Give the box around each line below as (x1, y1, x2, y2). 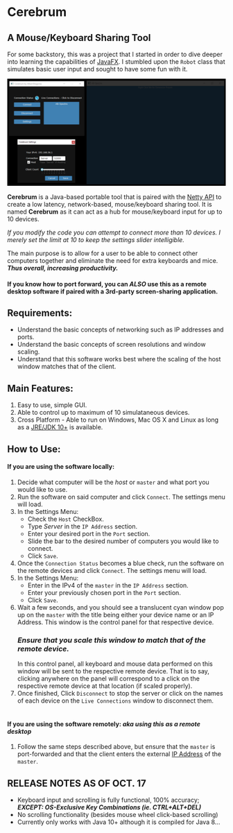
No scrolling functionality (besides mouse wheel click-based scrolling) (17, 811, 218, 819)
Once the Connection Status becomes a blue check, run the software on (17, 559, 224, 567)
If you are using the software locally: (7, 463, 115, 471)
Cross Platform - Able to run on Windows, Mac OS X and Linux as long (17, 415, 219, 424)
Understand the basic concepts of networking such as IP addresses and (17, 325, 224, 334)
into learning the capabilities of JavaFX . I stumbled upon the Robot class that (7, 58, 225, 66)
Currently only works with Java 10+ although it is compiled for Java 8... (17, 818, 221, 826)
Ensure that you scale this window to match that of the (17, 635, 206, 645)
